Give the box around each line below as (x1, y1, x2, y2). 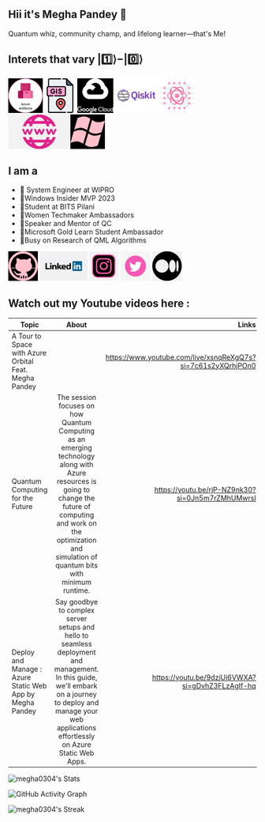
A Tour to (11, 331, 42, 341)
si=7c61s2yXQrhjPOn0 (180, 360, 256, 370)
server (65, 613, 88, 623)
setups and (58, 622, 95, 632)
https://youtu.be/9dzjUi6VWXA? (151, 673, 256, 682)
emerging (61, 443, 92, 453)
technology (58, 451, 95, 461)
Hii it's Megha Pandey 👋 (8, 8, 128, 21)
